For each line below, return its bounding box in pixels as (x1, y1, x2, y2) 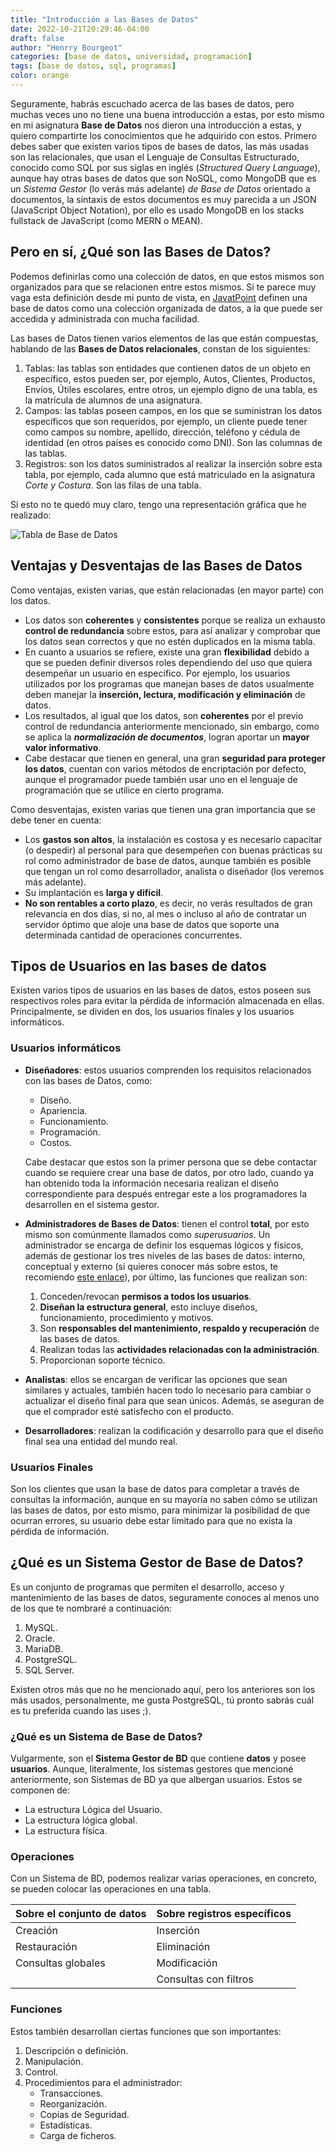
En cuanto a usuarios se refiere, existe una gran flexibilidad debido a (24, 646, 310, 658)
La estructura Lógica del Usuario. (24, 1804, 163, 1816)
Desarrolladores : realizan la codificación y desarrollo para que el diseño (24, 1424, 324, 1436)
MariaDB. (24, 1642, 64, 1655)
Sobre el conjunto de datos (15, 1907, 147, 1921)
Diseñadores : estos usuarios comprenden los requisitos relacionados (24, 1064, 312, 1076)
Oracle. (24, 1632, 56, 1644)
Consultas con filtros (156, 1972, 254, 1986)
